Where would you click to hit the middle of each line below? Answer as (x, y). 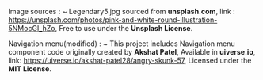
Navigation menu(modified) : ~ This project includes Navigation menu (122, 44)
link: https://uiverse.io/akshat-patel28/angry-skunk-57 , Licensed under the (130, 60)
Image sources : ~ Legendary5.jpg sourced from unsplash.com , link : (122, 11)
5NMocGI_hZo (32, 28)
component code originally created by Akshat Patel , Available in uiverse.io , (132, 52)
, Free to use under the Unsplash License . (124, 28)
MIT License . (30, 69)
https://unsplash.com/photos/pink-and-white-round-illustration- (113, 20)
